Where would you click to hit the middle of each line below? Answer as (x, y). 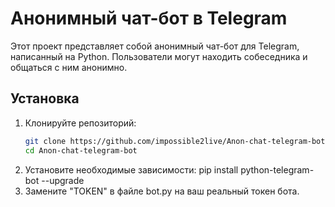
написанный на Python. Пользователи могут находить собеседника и (159, 56)
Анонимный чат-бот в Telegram (149, 18)
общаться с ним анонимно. (69, 67)
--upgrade (63, 180)
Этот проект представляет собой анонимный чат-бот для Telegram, (155, 46)
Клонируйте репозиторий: (80, 123)
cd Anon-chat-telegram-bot (81, 150)
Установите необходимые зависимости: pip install (131, 169)
